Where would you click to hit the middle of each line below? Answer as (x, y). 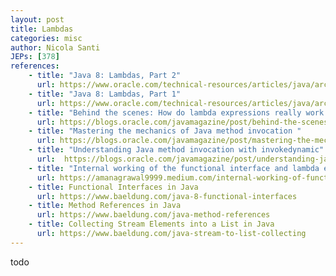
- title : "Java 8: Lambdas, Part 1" (105, 94)
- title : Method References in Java (105, 206)
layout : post (37, 19)
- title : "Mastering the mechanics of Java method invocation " (165, 131)
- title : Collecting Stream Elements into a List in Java (151, 224)
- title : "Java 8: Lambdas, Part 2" (105, 76)
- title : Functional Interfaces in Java (113, 187)
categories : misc (46, 38)
